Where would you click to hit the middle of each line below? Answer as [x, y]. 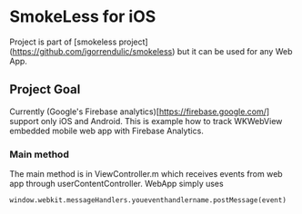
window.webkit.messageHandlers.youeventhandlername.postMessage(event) [148, 200]
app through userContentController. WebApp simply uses [117, 184]
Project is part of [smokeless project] [79, 42]
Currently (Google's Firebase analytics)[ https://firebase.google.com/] [140, 112]
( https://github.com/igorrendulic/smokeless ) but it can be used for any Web [151, 51]
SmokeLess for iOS [83, 17]
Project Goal [45, 89]
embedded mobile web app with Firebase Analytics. [107, 131]
